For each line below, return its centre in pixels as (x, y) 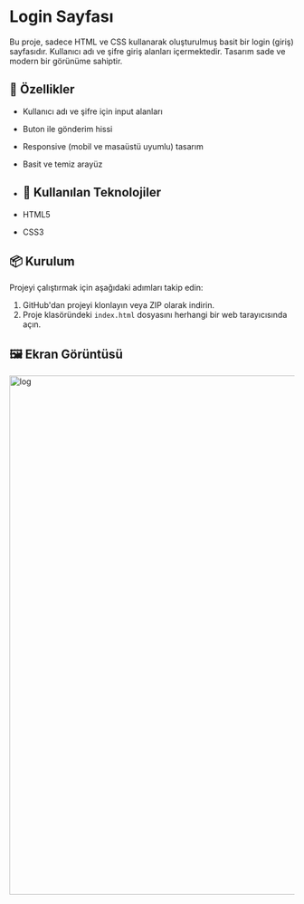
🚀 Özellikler (42, 89)
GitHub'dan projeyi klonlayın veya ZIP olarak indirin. (119, 305)
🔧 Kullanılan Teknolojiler (92, 192)
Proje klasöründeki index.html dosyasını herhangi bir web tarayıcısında (155, 315)
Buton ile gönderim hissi (67, 129)
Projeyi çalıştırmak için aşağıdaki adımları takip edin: (106, 288)
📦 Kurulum (42, 261)
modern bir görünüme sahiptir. (66, 61)
